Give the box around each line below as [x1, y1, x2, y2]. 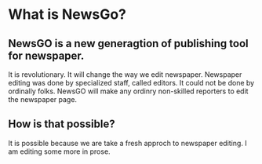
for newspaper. [8, 49, 85, 62]
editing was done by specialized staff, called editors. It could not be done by [8, 78, 255, 87]
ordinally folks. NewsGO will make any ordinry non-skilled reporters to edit [8, 86, 249, 96]
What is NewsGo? [8, 5, 127, 24]
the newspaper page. [8, 95, 77, 104]
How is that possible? [8, 118, 115, 131]
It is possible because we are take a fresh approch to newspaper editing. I [8, 138, 247, 148]
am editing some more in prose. [8, 147, 111, 156]
